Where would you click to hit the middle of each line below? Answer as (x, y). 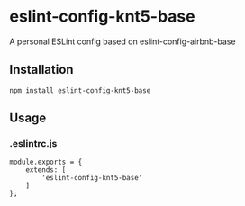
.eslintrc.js (33, 144)
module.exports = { (46, 162)
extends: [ (46, 170)
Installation (41, 70)
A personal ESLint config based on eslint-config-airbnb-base (122, 41)
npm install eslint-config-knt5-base (80, 90)
